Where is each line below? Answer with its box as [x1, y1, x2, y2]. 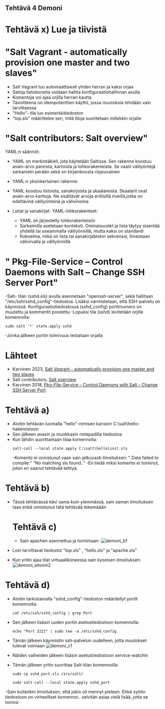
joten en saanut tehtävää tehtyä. [12, 465, 78, 471]
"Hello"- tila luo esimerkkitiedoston [12, 110, 84, 116]
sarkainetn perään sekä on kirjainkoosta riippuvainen [12, 169, 120, 175]
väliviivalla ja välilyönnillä [19, 239, 71, 245]
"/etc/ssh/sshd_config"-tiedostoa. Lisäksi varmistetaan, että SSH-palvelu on [5, 298, 161, 304]
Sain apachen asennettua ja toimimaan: [19, 538, 100, 544]
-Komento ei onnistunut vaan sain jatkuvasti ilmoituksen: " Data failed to [12, 455, 159, 461]
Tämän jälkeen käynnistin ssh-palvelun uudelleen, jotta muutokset [12, 637, 147, 644]
